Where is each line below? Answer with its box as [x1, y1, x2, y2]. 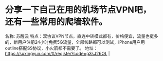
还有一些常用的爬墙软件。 [5, 16, 108, 27]
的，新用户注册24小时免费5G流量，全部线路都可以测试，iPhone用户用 [5, 39, 145, 45]
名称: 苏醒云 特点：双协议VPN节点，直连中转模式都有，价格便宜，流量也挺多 [5, 33, 159, 39]
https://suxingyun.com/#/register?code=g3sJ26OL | [5, 50, 110, 56]
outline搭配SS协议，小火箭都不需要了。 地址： [5, 45, 98, 51]
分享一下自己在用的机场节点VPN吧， [5, 4, 152, 15]
